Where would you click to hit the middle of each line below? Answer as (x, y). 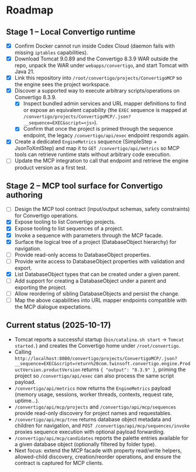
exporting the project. (41, 287)
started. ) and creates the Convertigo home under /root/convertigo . (97, 345)
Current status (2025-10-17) (59, 325)
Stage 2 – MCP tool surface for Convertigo (85, 186)
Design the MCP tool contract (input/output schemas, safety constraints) (102, 209)
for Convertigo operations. (47, 216)
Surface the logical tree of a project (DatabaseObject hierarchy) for (95, 242)
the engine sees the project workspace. (62, 84)
